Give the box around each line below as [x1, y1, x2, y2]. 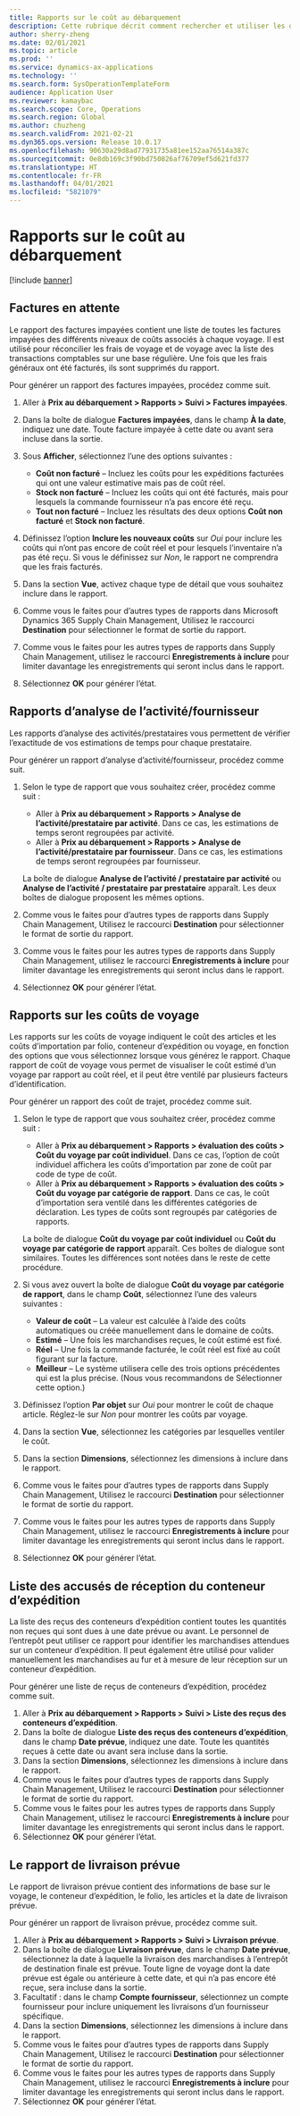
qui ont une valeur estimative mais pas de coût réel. [35, 477, 226, 488]
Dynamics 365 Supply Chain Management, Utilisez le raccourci [21, 614, 254, 626]
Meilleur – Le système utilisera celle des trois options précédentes [35, 1363, 280, 1374]
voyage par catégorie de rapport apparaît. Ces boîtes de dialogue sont [21, 1243, 286, 1254]
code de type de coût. [35, 1168, 118, 1180]
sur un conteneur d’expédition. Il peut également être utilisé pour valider [9, 1645, 274, 1656]
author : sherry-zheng [9, 30, 90, 38]
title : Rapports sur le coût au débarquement [9, 13, 181, 22]
